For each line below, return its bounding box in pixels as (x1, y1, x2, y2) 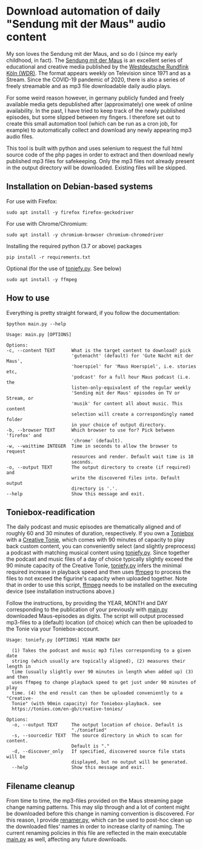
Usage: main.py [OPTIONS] (6, 331, 72, 337)
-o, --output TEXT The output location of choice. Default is (12, 722, 183, 728)
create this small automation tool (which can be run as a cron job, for (6, 120, 178, 127)
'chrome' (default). (71, 438, 123, 444)
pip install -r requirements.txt (6, 254, 91, 260)
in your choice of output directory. (71, 422, 167, 428)
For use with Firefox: (6, 197, 58, 205)
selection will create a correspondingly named (71, 411, 194, 417)
